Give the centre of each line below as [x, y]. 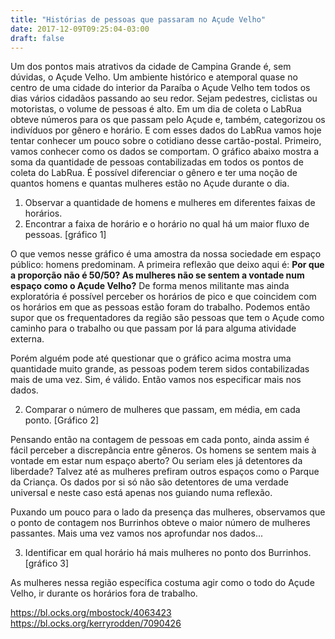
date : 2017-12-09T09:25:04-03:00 [80, 29]
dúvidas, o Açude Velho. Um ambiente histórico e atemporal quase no [154, 77]
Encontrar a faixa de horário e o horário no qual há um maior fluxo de [167, 224]
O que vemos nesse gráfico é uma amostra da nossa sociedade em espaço [166, 254]
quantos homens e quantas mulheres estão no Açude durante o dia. [150, 183]
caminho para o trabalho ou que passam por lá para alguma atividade [153, 328]
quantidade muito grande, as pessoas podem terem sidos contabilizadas [160, 369]
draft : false [37, 38]
